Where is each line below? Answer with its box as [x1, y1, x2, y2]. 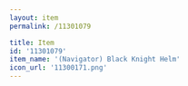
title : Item [9, 38, 54, 47]
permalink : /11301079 [9, 22, 92, 31]
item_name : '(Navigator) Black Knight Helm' [9, 55, 181, 64]
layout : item [9, 13, 59, 23]
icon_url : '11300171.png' [9, 63, 107, 72]
